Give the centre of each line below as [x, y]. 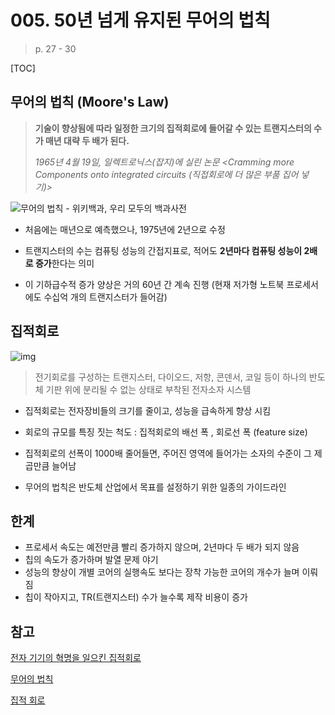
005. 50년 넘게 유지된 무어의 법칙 [140, 20]
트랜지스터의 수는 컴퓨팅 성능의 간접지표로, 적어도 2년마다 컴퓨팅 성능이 [163, 250]
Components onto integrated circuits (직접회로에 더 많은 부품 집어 [166, 174]
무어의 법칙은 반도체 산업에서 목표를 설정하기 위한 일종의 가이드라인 [155, 487]
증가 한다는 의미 [64, 263]
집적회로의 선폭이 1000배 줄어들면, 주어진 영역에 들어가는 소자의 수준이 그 [168, 453]
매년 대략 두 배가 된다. [87, 140]
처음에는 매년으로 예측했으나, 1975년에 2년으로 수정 [125, 229]
